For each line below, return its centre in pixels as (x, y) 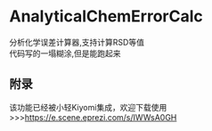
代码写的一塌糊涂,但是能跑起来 (65, 53)
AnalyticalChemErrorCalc (106, 16)
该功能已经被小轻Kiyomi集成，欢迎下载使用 (88, 107)
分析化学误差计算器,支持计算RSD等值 (77, 42)
